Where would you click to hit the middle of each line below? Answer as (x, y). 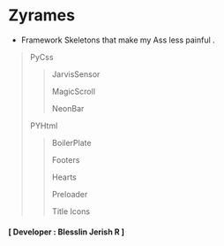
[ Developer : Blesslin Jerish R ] (67, 232)
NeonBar (68, 108)
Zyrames (42, 15)
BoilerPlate (71, 142)
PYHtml (44, 126)
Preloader (70, 194)
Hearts (64, 177)
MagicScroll (74, 91)
